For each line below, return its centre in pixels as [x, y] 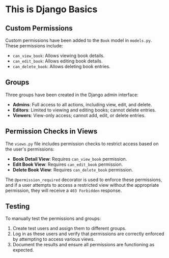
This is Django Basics [51, 9]
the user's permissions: [30, 149]
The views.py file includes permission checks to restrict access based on [82, 144]
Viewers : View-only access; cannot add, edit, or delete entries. [79, 115]
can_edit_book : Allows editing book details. [58, 61]
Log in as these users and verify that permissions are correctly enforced [88, 234]
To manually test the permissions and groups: [53, 219]
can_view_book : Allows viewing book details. [59, 55]
